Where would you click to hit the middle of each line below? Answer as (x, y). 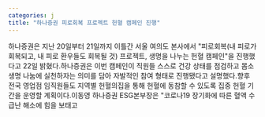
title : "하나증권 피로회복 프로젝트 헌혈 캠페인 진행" (84, 23)
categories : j (32, 15)
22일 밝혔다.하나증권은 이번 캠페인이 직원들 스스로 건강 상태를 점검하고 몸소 (138, 66)
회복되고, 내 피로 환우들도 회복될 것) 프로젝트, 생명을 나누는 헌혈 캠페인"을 (121, 56)
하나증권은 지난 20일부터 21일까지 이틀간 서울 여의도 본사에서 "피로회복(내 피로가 (132, 46)
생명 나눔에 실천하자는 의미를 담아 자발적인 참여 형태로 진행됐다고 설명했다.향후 (129, 75)
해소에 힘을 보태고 (50, 105)
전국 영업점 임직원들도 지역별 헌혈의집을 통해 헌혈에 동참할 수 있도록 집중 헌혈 (127, 85)
